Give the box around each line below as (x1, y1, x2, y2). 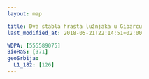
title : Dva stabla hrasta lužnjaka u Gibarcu (7, 22, 142, 30)
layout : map (7, 10, 42, 17)
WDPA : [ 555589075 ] (7, 42, 61, 49)
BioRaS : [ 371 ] (7, 48, 49, 56)
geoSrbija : (7, 55, 39, 62)
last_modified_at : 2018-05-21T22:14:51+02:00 (7, 29, 142, 36)
